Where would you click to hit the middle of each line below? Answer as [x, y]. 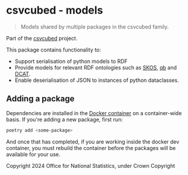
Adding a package [40, 99]
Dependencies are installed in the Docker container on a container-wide [94, 113]
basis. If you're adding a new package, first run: [65, 119]
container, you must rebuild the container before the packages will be [91, 148]
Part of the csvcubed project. [42, 38]
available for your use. [33, 154]
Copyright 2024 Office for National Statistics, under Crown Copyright [91, 166]
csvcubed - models [55, 10]
